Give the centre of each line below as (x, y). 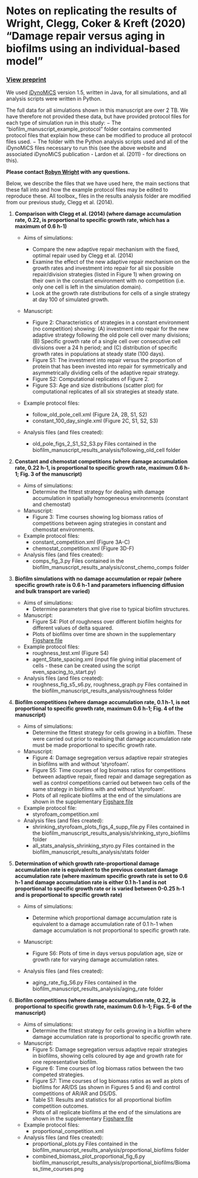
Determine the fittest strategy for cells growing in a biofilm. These (112, 732)
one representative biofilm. (65, 1062)
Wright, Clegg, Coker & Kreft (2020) (96, 23)
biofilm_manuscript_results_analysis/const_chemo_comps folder (111, 567)
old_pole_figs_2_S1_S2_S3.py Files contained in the (94, 444)
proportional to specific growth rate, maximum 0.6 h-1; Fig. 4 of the (99, 709)
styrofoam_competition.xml (66, 814)
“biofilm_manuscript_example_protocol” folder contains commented (89, 129)
